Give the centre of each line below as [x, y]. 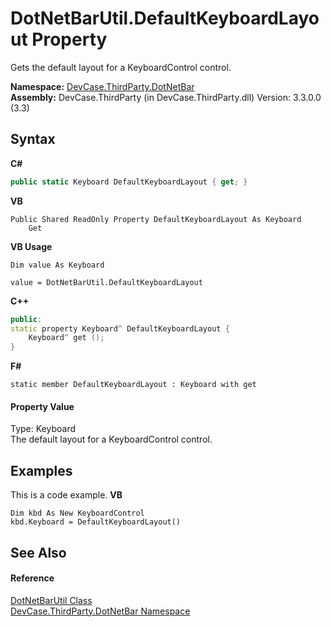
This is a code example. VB [66, 495]
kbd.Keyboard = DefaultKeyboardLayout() [96, 522]
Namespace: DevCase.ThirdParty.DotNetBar [102, 86]
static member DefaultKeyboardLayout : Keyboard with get [133, 385]
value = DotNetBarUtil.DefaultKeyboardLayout [106, 282]
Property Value [42, 406]
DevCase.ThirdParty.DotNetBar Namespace [100, 611]
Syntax [33, 139]
